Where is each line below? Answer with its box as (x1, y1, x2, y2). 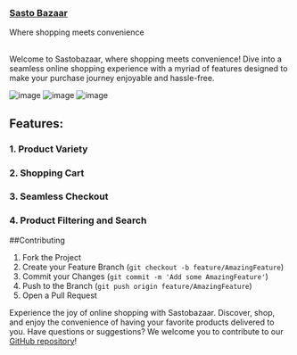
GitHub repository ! (9, 335, 78, 346)
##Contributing (9, 235, 65, 245)
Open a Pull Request (21, 290, 98, 301)
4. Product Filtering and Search (9, 214, 147, 227)
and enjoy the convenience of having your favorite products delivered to (9, 317, 275, 327)
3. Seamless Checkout (9, 190, 109, 202)
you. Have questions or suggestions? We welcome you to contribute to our (9, 326, 284, 336)
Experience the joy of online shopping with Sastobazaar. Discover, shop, (9, 307, 276, 318)
